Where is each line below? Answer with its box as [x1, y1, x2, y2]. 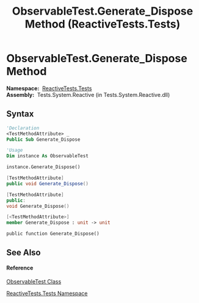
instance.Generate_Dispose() [6, 164, 81, 170]
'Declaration [6, 125, 40, 131]
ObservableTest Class [6, 277, 62, 285]
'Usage [6, 148, 23, 154]
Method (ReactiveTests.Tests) [24, 17, 181, 31]
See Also [6, 247, 41, 257]
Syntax [6, 109, 34, 119]
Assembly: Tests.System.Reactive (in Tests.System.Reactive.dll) [6, 91, 170, 98]
